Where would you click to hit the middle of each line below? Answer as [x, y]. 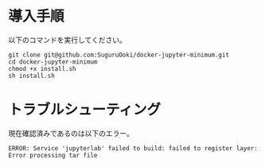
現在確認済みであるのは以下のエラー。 [71, 133]
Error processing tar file [53, 155]
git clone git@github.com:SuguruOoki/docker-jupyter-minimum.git [119, 55]
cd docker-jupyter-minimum [53, 62]
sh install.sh [32, 76]
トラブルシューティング [85, 110]
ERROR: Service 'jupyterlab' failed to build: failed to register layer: [133, 148]
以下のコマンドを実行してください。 [68, 40]
